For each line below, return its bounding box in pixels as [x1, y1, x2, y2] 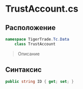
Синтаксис [5, 66, 42, 74]
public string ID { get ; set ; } [5, 79, 74, 84]
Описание [17, 50, 40, 56]
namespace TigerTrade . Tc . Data [5, 37, 70, 42]
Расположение [5, 23, 56, 32]
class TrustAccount [14, 41, 56, 46]
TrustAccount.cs [5, 3, 78, 15]
